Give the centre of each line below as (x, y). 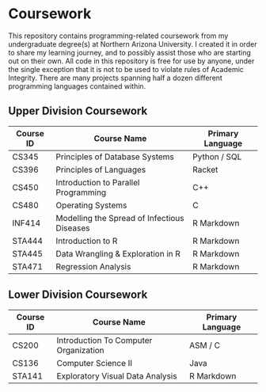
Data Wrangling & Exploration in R (118, 253)
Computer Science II (95, 363)
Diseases (73, 228)
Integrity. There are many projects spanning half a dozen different (116, 78)
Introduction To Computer (104, 340)
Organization (80, 350)
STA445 (28, 253)
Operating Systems (91, 205)
